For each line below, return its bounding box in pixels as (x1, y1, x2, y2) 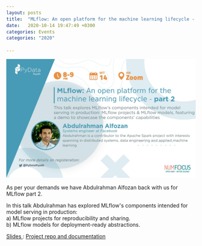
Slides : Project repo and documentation (6, 233, 106, 240)
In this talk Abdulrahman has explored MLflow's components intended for (6, 202, 188, 209)
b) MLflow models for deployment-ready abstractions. (6, 221, 140, 229)
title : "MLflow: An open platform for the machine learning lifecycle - (6, 16, 195, 22)
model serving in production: (6, 208, 78, 216)
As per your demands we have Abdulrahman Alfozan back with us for (6, 184, 179, 191)
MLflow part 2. (6, 190, 43, 198)
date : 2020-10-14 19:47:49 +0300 (6, 22, 96, 28)
